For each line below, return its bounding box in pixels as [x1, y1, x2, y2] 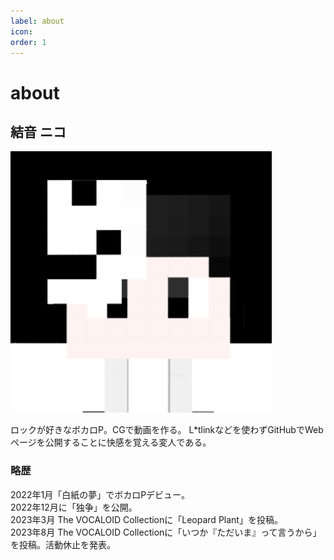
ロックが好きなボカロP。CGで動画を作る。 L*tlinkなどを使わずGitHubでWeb [10, 424, 324, 436]
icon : [10, 26, 33, 37]
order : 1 [10, 37, 47, 47]
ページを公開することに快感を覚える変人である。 [10, 436, 212, 449]
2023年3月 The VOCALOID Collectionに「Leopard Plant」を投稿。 [10, 513, 283, 525]
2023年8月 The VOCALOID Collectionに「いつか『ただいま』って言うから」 [10, 526, 322, 538]
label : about [10, 16, 65, 26]
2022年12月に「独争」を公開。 [10, 501, 138, 513]
